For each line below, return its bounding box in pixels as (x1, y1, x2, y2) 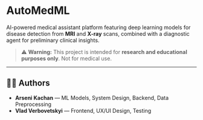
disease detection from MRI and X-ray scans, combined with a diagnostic (6, 30, 190, 37)
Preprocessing (14, 101, 52, 108)
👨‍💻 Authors (6, 78, 50, 88)
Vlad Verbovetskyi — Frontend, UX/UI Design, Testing (14, 107, 152, 114)
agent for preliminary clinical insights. (6, 36, 100, 44)
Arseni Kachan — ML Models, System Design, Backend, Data (14, 94, 169, 101)
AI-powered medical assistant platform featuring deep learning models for (6, 24, 191, 31)
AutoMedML (6, 4, 70, 18)
